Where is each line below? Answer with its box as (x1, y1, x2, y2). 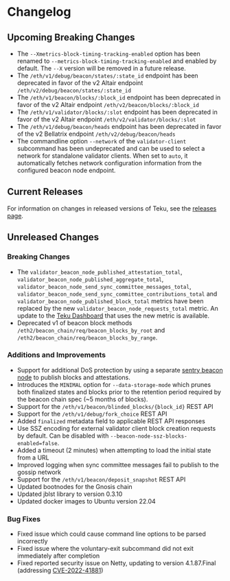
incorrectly (16, 537, 48, 545)
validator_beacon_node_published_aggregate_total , (16, 275, 164, 283)
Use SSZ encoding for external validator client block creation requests (16, 424, 216, 432)
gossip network (16, 468, 62, 476)
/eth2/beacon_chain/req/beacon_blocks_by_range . (16, 333, 158, 342)
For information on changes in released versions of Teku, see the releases (7, 204, 217, 213)
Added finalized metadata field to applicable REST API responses (16, 416, 206, 425)
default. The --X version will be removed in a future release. (16, 64, 187, 72)
